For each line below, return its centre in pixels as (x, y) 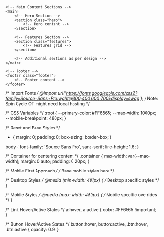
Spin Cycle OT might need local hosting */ (47, 104)
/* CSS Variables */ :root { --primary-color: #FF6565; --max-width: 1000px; (81, 113)
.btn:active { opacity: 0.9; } (32, 229)
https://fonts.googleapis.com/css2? (102, 93)
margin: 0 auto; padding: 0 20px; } (55, 161)
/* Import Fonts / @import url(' (36, 93)
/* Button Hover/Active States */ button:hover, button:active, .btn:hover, (77, 224)
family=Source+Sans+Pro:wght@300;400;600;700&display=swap (73, 98)
